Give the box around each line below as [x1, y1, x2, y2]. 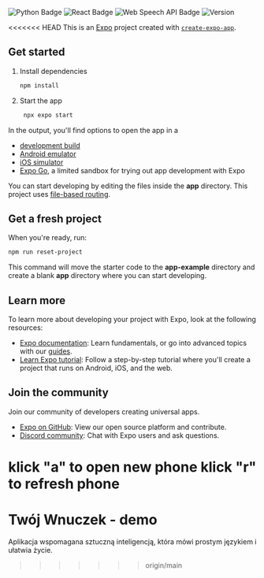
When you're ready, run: [8, 233, 87, 243]
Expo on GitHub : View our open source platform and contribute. [19, 422, 227, 432]
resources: [8, 323, 43, 332]
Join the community [8, 386, 109, 399]
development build [19, 140, 80, 150]
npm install [19, 81, 59, 90]
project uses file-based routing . [8, 189, 111, 198]
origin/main [145, 561, 183, 570]
